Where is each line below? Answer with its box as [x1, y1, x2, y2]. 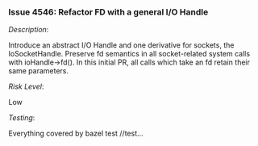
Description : [8, 25, 49, 35]
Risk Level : [8, 81, 44, 91]
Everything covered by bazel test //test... [8, 128, 144, 139]
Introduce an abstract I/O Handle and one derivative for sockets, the [8, 40, 235, 50]
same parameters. [8, 66, 69, 76]
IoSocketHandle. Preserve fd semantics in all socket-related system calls [8, 49, 251, 59]
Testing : [8, 113, 35, 123]
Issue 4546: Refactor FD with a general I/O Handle [8, 6, 209, 18]
